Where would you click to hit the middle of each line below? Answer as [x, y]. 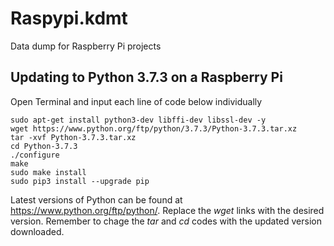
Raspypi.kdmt [69, 18]
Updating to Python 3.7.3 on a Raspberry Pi [146, 77]
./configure [35, 155]
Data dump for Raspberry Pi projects [86, 46]
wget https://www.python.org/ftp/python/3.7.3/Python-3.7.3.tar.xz [154, 128]
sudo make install [48, 172]
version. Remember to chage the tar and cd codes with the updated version [166, 221]
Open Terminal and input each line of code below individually [136, 101]
